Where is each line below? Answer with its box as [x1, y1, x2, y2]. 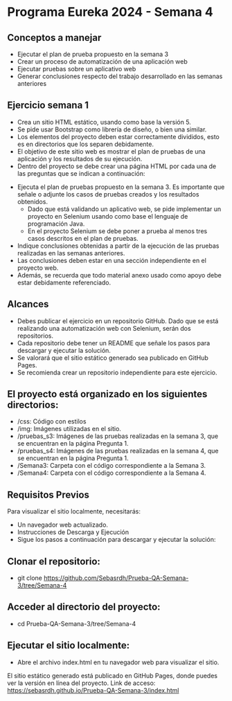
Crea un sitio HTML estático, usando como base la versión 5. [17, 118, 192, 126]
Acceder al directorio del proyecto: [7, 601, 161, 613]
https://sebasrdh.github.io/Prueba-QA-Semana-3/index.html [7, 686, 179, 694]
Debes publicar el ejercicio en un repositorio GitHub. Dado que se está [17, 316, 219, 325]
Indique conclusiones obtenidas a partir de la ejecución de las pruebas [17, 242, 220, 250]
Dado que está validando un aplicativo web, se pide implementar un [27, 205, 222, 213]
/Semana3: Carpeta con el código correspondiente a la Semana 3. [17, 462, 206, 470]
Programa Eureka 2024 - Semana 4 [7, 4, 213, 20]
